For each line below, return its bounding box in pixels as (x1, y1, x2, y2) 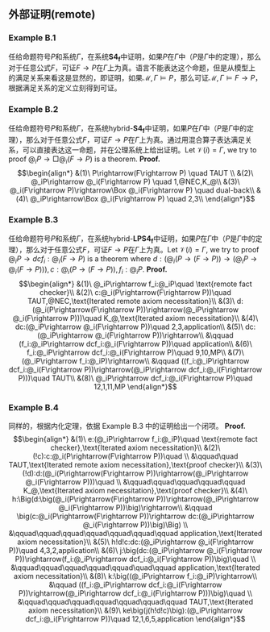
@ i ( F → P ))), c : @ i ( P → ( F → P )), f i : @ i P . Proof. (8, 264, 168, 276)
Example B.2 (8, 104, 59, 115)
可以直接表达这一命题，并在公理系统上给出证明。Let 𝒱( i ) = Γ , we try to (22, 144, 257, 155)
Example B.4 (8, 401, 59, 413)
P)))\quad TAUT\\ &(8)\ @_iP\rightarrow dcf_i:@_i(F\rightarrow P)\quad (18, 373, 253, 383)
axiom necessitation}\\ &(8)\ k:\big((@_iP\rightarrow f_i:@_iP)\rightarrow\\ (13, 572, 258, 581)
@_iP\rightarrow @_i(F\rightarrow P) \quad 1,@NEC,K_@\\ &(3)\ (31, 177, 240, 187)
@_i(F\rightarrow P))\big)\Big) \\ (82, 520, 189, 530)
